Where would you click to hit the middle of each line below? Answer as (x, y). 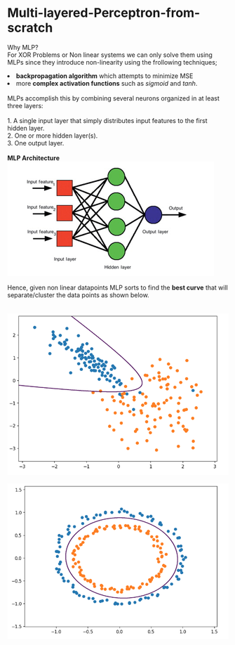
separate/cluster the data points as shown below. (78, 295)
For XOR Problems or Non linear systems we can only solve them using (110, 55)
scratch (30, 28)
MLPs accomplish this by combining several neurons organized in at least (113, 98)
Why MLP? (23, 47)
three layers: (25, 105)
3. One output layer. (36, 143)
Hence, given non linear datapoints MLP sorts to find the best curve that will (117, 287)
